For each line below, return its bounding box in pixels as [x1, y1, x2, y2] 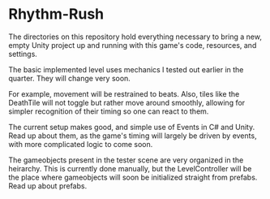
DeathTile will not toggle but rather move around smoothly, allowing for [8, 97, 246, 107]
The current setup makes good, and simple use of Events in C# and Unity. [8, 122, 255, 132]
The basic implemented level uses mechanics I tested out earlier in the [8, 64, 244, 74]
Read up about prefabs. [8, 180, 88, 191]
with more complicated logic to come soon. [8, 139, 153, 149]
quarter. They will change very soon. [8, 73, 131, 83]
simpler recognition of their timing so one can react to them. [8, 106, 209, 116]
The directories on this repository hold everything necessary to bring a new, [8, 32, 262, 41]
